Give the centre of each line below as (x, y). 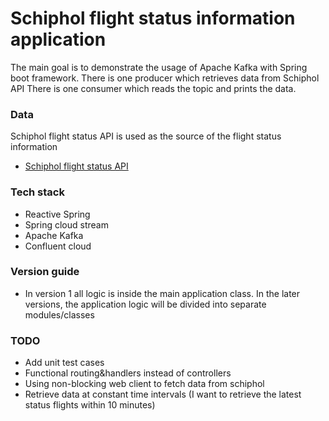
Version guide (45, 272)
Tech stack (37, 192)
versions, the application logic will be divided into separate (145, 304)
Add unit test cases (64, 363)
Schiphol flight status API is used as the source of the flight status (146, 136)
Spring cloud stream (66, 224)
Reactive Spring (57, 214)
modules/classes (59, 314)
